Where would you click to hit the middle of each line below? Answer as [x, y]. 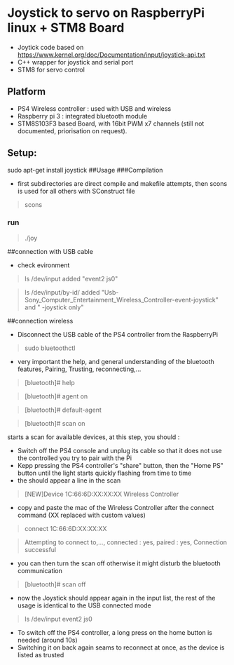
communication [40, 570]
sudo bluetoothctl [50, 348]
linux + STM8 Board [66, 28]
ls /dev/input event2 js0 [58, 619]
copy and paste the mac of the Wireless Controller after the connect [116, 507]
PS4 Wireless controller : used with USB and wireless [94, 108]
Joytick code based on [50, 47]
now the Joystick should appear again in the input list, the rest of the [116, 598]
